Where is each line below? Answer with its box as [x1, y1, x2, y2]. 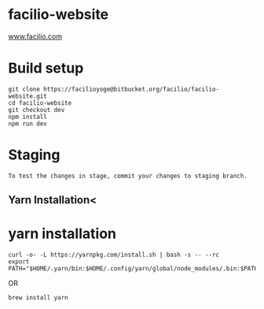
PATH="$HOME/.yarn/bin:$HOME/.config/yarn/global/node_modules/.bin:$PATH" [8, 265, 262, 273]
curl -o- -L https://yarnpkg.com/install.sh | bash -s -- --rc [8, 251, 220, 259]
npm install [8, 113, 47, 121]
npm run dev [8, 120, 47, 128]
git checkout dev [8, 106, 65, 114]
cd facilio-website [8, 99, 72, 107]
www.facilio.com [8, 32, 63, 41]
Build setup [8, 59, 84, 77]
